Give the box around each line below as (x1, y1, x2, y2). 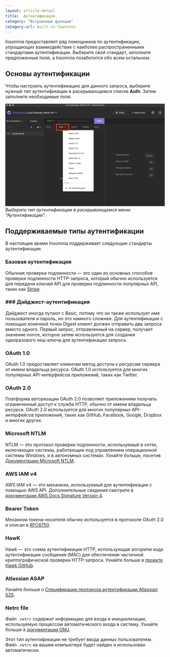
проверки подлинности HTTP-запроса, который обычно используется (5, 275, 158, 281)
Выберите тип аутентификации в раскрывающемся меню (5, 207, 131, 213)
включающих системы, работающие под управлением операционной (5, 447, 157, 453)
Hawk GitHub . (5, 562, 34, 568)
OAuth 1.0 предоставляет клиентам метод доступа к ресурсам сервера (5, 361, 160, 367)
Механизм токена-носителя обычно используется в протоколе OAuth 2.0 (5, 516, 164, 523)
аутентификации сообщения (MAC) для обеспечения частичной (5, 551, 144, 557)
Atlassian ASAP (5, 575, 45, 582)
